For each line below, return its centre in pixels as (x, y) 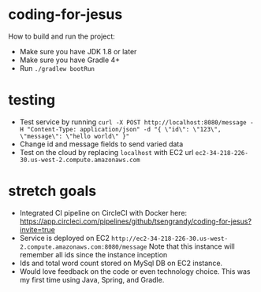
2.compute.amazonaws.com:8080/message (83, 247)
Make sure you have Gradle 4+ (70, 60)
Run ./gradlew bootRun (57, 68)
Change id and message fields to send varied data (101, 144)
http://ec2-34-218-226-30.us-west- (170, 238)
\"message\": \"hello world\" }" (75, 136)
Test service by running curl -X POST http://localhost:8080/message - (136, 122)
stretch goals (52, 191)
